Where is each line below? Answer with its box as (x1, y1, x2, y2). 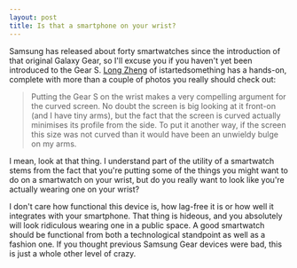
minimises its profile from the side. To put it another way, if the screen (30, 119, 286, 130)
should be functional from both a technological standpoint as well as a (9, 229, 266, 240)
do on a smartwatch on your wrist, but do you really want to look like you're (9, 174, 285, 185)
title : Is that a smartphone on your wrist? (9, 21, 176, 30)
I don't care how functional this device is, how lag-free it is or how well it (9, 201, 274, 211)
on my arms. (30, 138, 77, 149)
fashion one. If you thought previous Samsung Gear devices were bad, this (9, 239, 282, 249)
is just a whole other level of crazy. (9, 248, 137, 258)
